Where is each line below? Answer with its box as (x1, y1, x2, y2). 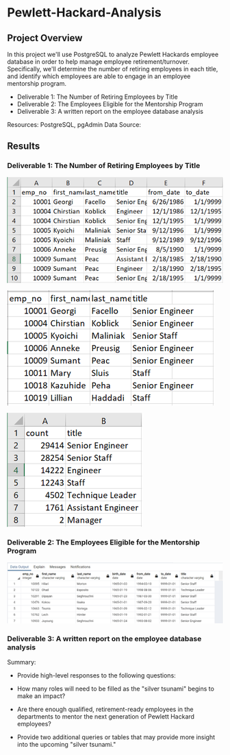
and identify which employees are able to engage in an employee (7, 72, 191, 80)
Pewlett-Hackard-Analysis (7, 5, 162, 21)
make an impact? (16, 692, 66, 700)
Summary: (7, 658, 36, 667)
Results (7, 141, 40, 152)
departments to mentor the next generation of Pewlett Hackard (16, 712, 195, 721)
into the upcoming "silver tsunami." (16, 741, 116, 749)
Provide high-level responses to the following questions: (16, 671, 176, 680)
